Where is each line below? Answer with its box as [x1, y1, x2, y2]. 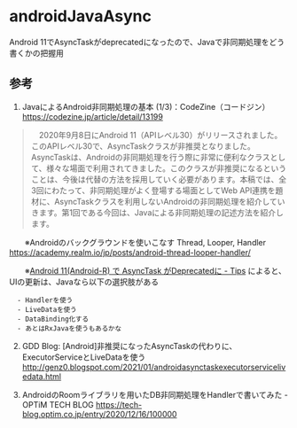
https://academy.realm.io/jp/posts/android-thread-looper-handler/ [9, 246, 251, 258]
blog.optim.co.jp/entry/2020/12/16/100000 [21, 409, 177, 419]
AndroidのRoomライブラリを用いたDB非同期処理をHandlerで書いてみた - [21, 389, 288, 400]
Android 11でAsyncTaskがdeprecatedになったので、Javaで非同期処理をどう [9, 36, 285, 47]
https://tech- [96, 399, 143, 409]
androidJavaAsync [9, 6, 152, 27]
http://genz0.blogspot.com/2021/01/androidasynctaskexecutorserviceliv [21, 362, 286, 372]
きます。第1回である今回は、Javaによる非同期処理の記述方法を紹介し [30, 206, 284, 218]
